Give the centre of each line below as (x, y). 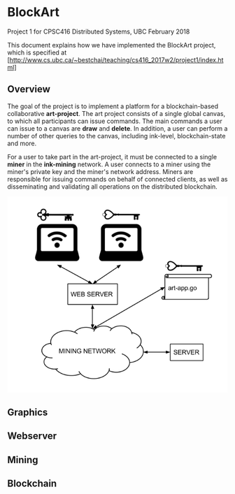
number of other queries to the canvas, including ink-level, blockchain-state (116, 136)
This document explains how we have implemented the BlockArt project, (112, 45)
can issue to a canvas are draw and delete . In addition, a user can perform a (117, 128)
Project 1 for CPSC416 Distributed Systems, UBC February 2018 (99, 31)
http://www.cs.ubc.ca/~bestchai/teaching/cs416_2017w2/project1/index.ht (116, 59)
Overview (29, 89)
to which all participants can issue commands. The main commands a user (115, 121)
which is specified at (37, 52)
